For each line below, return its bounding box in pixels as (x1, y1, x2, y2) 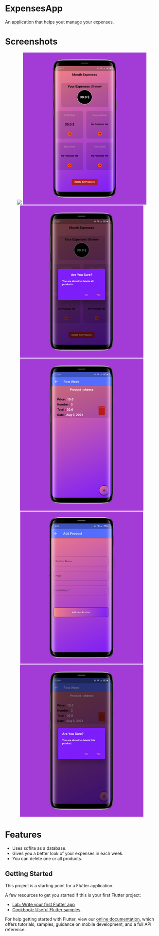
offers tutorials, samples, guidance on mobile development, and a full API (5, 921, 152, 927)
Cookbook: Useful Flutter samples (12, 906, 81, 913)
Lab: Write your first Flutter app (12, 901, 75, 907)
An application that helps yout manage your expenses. (5, 19, 114, 25)
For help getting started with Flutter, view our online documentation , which (5, 916, 155, 922)
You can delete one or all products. (12, 855, 83, 862)
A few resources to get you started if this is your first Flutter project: (5, 892, 141, 898)
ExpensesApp (5, 3, 63, 14)
